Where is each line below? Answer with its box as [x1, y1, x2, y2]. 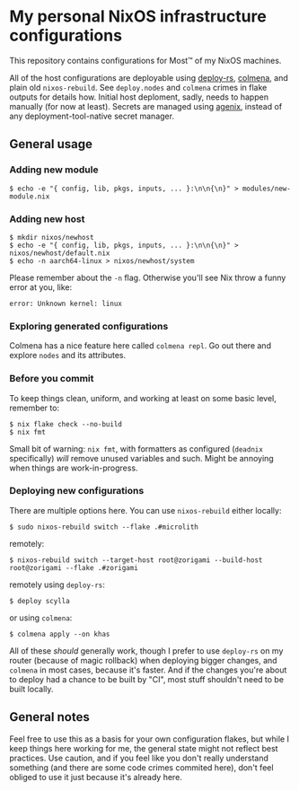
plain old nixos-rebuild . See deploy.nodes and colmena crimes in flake [9, 82, 268, 92]
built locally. [9, 683, 54, 694]
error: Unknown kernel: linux [9, 299, 123, 308]
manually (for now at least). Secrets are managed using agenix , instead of [9, 101, 283, 111]
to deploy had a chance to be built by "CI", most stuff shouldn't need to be [9, 673, 285, 684]
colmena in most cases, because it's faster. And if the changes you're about [9, 664, 287, 675]
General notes [9, 709, 90, 725]
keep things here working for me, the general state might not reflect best [9, 743, 278, 753]
